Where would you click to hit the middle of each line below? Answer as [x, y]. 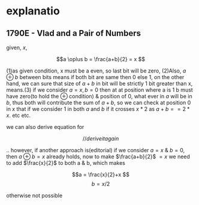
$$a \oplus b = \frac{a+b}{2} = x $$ [101, 59]
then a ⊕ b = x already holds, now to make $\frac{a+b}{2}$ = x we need [98, 156]
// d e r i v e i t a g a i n [101, 138]
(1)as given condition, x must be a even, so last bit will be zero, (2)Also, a [96, 71]
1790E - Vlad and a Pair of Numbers [74, 33]
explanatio [33, 11]
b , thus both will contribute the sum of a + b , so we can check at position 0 [99, 103]
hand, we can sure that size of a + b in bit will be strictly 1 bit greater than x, [99, 83]
